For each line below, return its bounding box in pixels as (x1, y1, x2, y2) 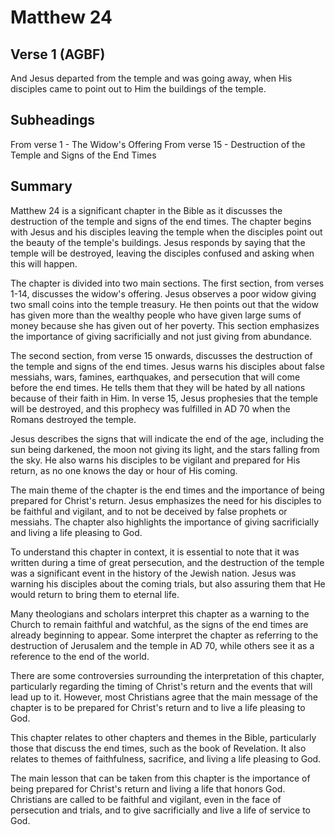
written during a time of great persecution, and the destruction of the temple (10, 556, 325, 568)
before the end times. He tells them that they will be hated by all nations (10, 381, 306, 393)
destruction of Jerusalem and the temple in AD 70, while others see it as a (10, 639, 315, 651)
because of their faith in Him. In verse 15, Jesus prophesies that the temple (10, 392, 318, 404)
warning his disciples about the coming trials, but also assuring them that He (10, 577, 326, 590)
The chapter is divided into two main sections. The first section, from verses (10, 277, 325, 289)
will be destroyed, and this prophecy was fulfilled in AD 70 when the (10, 402, 291, 415)
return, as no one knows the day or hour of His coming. (10, 464, 238, 476)
